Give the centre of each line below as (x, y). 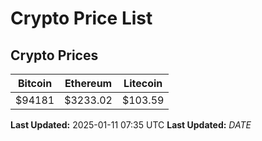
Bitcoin (35, 83)
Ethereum (88, 83)
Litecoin (143, 83)
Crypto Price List (81, 18)
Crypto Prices (54, 55)
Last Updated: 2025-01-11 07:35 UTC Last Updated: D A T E (131, 125)
